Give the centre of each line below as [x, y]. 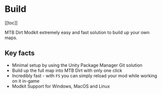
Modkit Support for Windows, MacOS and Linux [61, 86]
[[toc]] [11, 23]
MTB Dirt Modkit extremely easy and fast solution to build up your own [77, 32]
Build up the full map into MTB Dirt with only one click [67, 70]
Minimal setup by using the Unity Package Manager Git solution [77, 65]
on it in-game [26, 81]
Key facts [20, 53]
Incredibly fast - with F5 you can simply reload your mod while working [84, 76]
